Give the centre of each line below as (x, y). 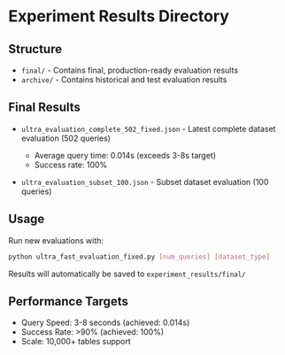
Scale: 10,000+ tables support (76, 342)
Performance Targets (69, 301)
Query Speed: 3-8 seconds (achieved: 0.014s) (105, 323)
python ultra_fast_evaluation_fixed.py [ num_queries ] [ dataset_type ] (139, 257)
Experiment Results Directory (119, 16)
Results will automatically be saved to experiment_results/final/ (127, 274)
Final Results (45, 108)
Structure (35, 49)
